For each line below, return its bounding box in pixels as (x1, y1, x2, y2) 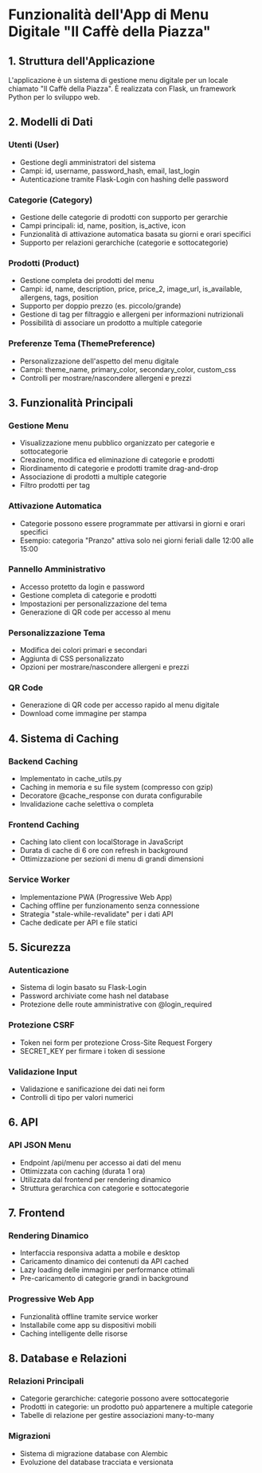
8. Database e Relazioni (8, 1352, 127, 1365)
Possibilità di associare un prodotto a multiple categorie (19, 318, 203, 328)
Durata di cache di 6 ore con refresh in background (19, 846, 189, 855)
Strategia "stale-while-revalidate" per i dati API (19, 909, 174, 918)
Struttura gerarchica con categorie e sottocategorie (19, 1183, 190, 1192)
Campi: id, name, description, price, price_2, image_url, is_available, (19, 285, 243, 294)
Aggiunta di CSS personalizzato (19, 654, 124, 663)
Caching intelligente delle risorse (19, 1329, 128, 1338)
